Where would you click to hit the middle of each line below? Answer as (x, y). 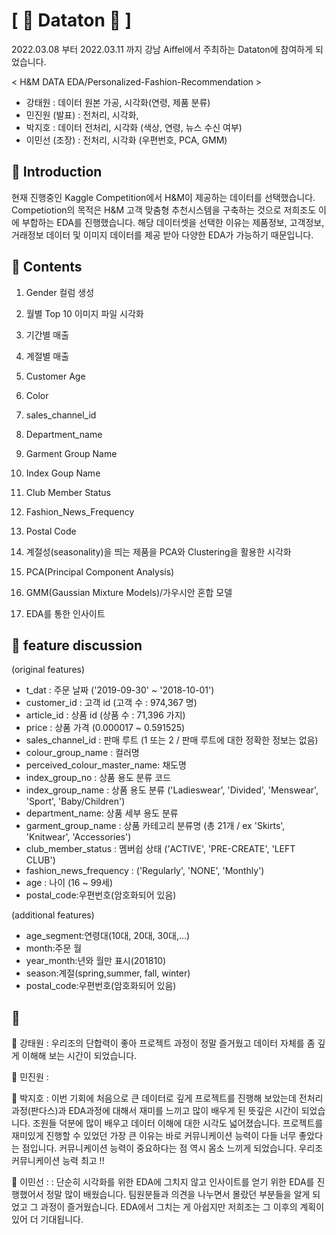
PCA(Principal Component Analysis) (100, 571)
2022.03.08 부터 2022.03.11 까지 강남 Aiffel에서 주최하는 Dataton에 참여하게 (162, 49)
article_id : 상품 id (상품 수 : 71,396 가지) (105, 715)
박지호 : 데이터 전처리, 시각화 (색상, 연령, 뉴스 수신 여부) (134, 127)
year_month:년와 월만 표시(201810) (96, 961)
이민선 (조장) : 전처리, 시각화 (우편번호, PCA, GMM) (126, 140)
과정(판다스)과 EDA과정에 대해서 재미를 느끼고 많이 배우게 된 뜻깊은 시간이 (155, 1111)
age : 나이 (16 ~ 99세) (69, 883)
